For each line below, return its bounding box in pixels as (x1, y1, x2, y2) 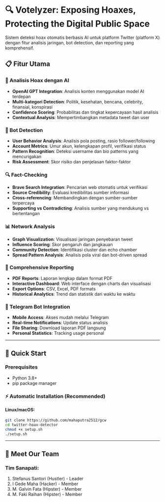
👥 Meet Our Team (5, 449, 59, 458)
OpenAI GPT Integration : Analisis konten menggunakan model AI (12, 88, 144, 94)
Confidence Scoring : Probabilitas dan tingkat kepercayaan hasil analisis (12, 109, 159, 115)
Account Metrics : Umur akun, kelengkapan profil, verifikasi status (12, 143, 146, 149)
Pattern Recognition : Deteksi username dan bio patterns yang (12, 148, 139, 154)
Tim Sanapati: (5, 464, 39, 471)
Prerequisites (5, 364, 38, 371)
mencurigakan (12, 154, 42, 159)
